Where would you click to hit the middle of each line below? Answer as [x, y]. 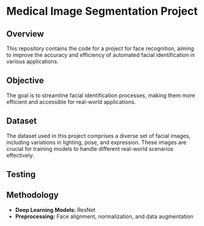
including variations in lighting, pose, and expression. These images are [97, 142]
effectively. [20, 155]
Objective [25, 81]
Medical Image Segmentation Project [102, 11]
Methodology [33, 195]
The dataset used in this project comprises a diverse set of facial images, [98, 136]
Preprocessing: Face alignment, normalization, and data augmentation [104, 216]
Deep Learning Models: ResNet [55, 210]
